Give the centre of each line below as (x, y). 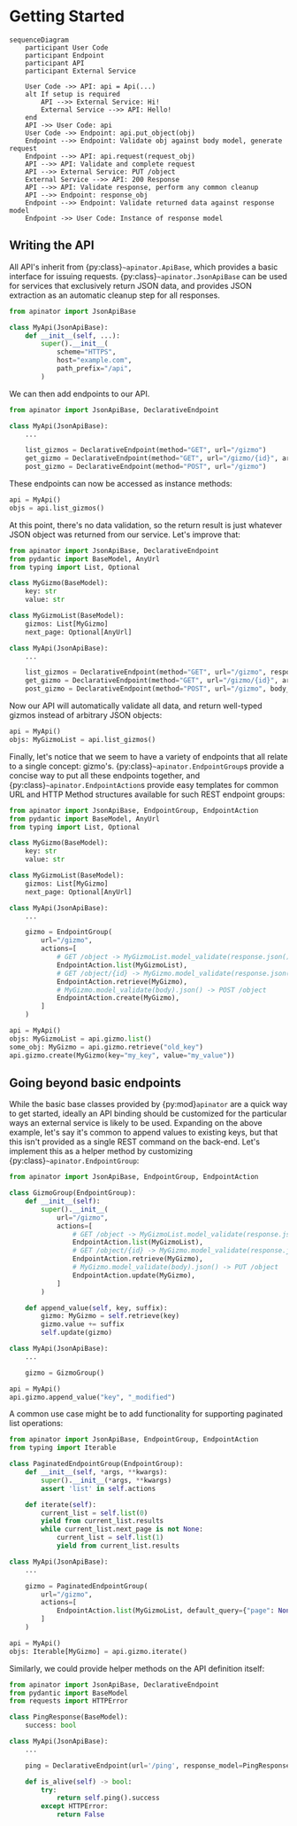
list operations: (36, 1424)
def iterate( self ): (61, 1504)
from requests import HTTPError (69, 1701)
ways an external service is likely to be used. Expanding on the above (136, 1123)
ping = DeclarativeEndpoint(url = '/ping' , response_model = (134, 1766)
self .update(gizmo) (77, 1333)
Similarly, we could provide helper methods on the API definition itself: (137, 1668)
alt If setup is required (73, 94)
